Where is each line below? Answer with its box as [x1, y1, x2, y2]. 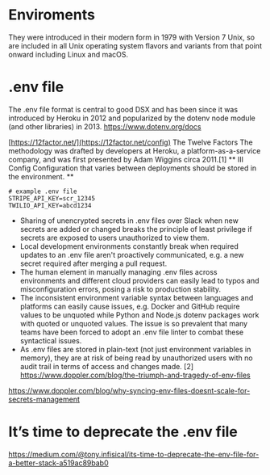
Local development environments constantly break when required [19, 241, 239, 251]
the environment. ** [8, 171, 74, 181]
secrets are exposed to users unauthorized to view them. [19, 233, 210, 242]
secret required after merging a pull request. [19, 259, 168, 268]
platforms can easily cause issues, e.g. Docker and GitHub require [19, 301, 240, 311]
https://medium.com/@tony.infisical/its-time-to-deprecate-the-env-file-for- [8, 449, 260, 459]
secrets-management [8, 394, 81, 404]
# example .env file [8, 187, 78, 195]
